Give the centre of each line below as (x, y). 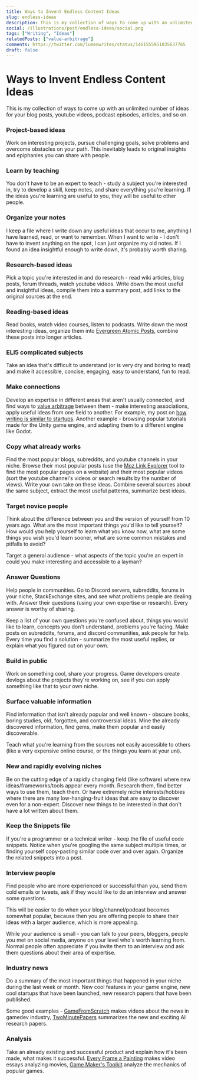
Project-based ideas (36, 129)
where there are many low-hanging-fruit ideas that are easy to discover (93, 798)
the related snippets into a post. (44, 857)
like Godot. (19, 431)
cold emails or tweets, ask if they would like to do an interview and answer (96, 892)
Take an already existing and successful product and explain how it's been (97, 1052)
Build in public (27, 661)
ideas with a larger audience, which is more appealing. (72, 922)
